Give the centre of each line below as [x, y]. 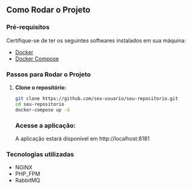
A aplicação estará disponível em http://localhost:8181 [82, 138]
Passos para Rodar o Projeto [48, 74]
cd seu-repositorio [40, 104]
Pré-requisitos [28, 27]
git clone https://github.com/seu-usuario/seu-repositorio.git [97, 98]
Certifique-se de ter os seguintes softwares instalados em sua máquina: [96, 40]
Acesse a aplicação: [45, 125]
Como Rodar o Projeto [48, 10]
